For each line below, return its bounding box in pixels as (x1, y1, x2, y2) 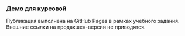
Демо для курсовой (6, 5, 67, 13)
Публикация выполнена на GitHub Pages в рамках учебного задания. (6, 18, 180, 25)
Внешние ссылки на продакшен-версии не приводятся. (6, 23, 146, 30)
